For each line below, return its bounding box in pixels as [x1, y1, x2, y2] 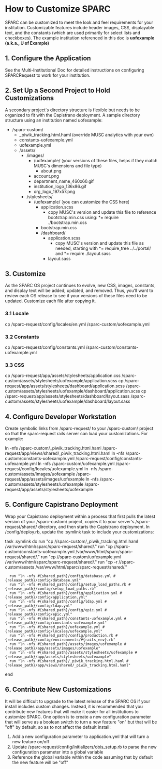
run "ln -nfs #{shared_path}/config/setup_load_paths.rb [9, 582, 127, 587]
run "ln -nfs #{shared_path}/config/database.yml [9, 573, 111, 579]
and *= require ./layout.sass [55, 250, 111, 256]
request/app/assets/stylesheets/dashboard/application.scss [5, 383, 125, 389]
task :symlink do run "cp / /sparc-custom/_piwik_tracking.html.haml [5, 538, 139, 544]
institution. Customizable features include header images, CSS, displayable [5, 24, 155, 30]
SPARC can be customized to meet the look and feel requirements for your [5, 19, 153, 25]
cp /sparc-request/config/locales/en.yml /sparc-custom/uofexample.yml [5, 321, 150, 327]
